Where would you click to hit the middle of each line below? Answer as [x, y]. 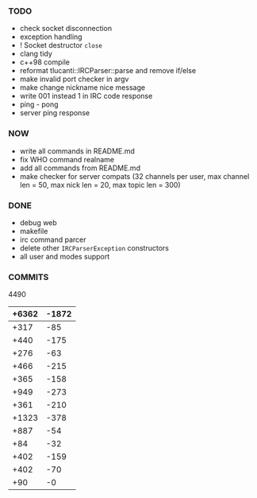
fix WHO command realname [67, 159]
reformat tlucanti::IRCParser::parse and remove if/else [108, 71]
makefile [34, 231]
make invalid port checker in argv [74, 79]
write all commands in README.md [77, 151]
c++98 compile [44, 62]
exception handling [51, 37]
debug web [38, 222]
